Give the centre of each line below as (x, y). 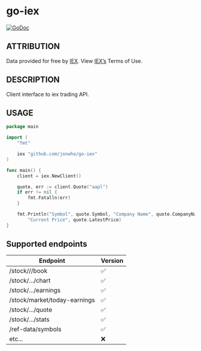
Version (112, 261)
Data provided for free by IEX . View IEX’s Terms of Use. (74, 60)
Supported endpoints (47, 244)
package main (22, 127)
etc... (16, 339)
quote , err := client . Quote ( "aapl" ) (63, 187)
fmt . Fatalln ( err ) (49, 198)
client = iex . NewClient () (49, 176)
